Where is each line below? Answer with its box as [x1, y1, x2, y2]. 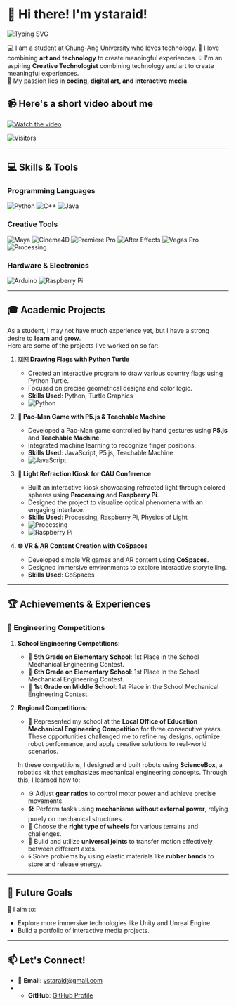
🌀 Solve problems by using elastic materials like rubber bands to [27, 851, 214, 860]
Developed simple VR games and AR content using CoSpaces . [27, 555, 209, 564]
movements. [27, 797, 65, 805]
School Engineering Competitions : [17, 639, 120, 647]
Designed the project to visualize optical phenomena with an [27, 498, 204, 507]
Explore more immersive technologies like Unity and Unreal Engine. [17, 919, 212, 927]
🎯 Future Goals [7, 887, 73, 899]
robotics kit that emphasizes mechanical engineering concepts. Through [17, 768, 228, 776]
